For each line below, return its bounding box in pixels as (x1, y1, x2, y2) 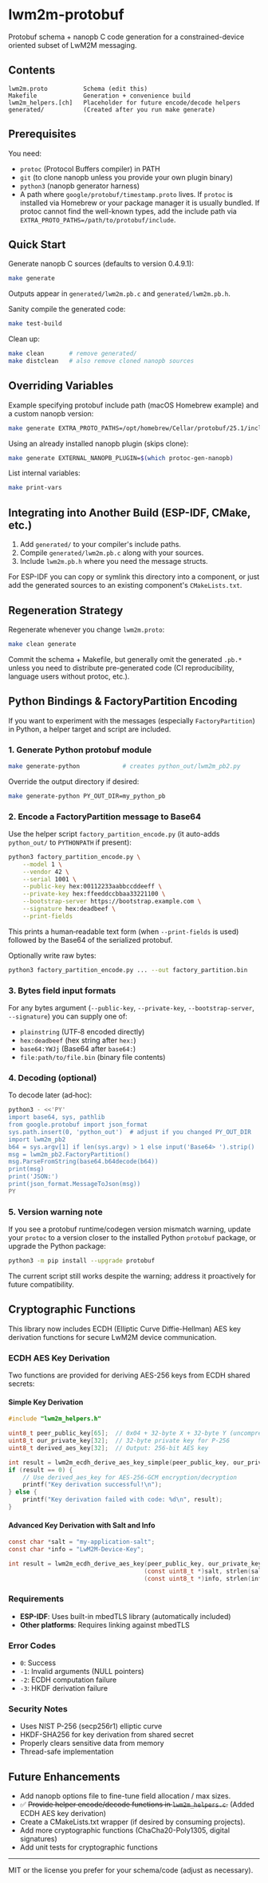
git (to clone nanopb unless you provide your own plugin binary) (19, 172, 234, 182)
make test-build (8, 320, 62, 328)
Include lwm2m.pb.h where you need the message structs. (19, 557, 209, 566)
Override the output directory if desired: (8, 776, 140, 786)
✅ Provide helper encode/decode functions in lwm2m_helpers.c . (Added (19, 1800, 255, 1810)
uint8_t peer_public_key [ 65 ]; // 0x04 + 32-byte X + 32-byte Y (8, 1429, 227, 1437)
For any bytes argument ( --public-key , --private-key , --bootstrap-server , (8, 1003, 255, 1013)
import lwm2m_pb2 (8, 1135, 66, 1144)
